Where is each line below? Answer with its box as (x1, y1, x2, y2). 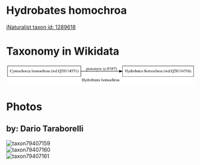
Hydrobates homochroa (6, 4, 127, 17)
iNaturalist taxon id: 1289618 (6, 23, 76, 31)
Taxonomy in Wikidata (6, 44, 120, 58)
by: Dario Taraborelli (6, 124, 84, 134)
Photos (6, 100, 43, 113)
